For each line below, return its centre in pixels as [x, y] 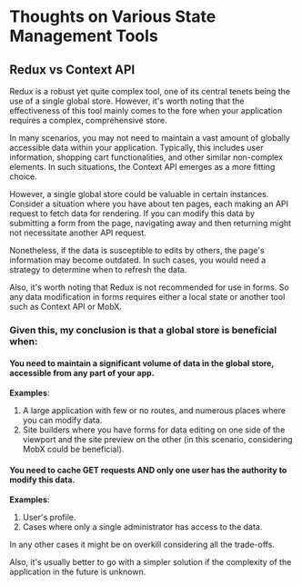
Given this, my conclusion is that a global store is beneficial [143, 330]
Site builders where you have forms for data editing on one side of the [154, 430]
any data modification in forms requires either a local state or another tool [147, 297]
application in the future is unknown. [78, 572]
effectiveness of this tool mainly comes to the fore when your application [146, 110]
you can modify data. [62, 421]
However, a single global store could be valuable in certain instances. [139, 194]
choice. [24, 176]
